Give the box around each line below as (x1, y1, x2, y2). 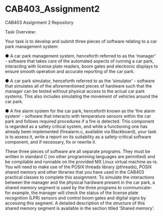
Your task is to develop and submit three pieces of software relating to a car (5, 38, 157, 44)
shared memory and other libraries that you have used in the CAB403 (5, 169, 145, 175)
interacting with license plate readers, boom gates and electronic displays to (5, 63, 158, 69)
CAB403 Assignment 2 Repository (5, 19, 74, 25)
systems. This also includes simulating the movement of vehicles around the (5, 93, 158, 99)
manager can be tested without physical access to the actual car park (5, 88, 145, 94)
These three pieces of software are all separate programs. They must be (5, 148, 150, 154)
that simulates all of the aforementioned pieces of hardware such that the (5, 83, 152, 89)
